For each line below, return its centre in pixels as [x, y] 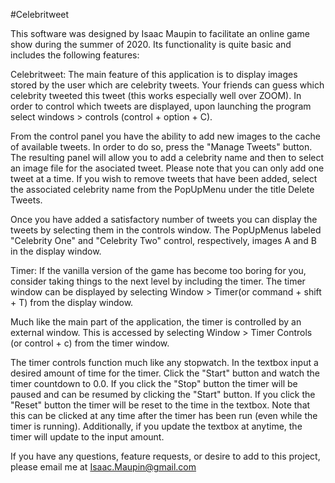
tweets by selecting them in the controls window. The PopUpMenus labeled [166, 230]
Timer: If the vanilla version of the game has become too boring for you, [158, 270]
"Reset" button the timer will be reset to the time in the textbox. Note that [160, 405]
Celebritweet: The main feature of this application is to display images [154, 74]
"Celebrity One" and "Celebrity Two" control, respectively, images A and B [163, 240]
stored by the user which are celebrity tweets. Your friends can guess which [167, 85]
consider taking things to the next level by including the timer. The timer [158, 281]
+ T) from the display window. [72, 302]
